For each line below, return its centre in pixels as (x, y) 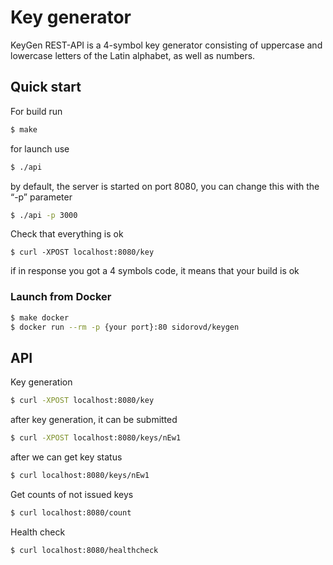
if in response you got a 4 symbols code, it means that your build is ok (155, 271)
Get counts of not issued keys (72, 494)
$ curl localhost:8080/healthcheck (84, 550)
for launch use (40, 148)
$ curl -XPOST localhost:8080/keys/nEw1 (96, 438)
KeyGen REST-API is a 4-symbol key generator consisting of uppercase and (166, 45)
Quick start (46, 87)
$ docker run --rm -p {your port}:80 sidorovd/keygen (125, 327)
